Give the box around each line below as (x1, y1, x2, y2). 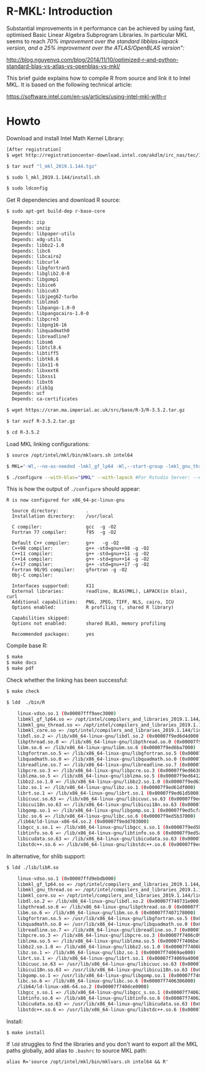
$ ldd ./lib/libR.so (6, 864, 59, 871)
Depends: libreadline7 (12, 333, 70, 340)
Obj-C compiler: (12, 572, 53, 579)
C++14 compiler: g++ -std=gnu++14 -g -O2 (12, 556, 150, 562)
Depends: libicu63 (12, 288, 59, 294)
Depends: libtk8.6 (12, 356, 59, 362)
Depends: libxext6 (12, 367, 59, 373)
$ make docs (6, 660, 37, 666)
